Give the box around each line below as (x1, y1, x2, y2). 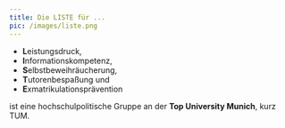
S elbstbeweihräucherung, (21, 64, 118, 76)
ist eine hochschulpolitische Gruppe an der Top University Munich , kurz (9, 100, 277, 111)
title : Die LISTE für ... (9, 12, 105, 22)
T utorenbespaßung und (21, 74, 110, 84)
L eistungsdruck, (21, 45, 82, 56)
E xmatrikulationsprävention (21, 84, 123, 94)
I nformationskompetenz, (21, 55, 113, 66)
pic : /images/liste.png (9, 21, 98, 30)
